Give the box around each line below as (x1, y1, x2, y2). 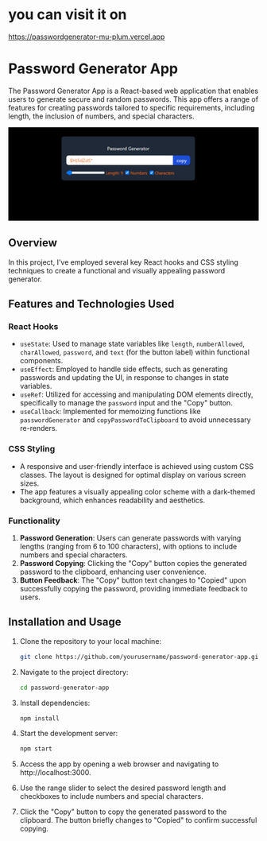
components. (19, 356, 64, 366)
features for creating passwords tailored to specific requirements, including (8, 103, 256, 112)
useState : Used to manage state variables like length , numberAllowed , (19, 339, 245, 349)
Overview (8, 236, 58, 250)
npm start (19, 745, 53, 753)
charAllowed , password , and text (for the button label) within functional (19, 347, 250, 357)
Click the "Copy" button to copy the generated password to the (19, 807, 227, 816)
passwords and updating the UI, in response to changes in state (19, 373, 229, 382)
